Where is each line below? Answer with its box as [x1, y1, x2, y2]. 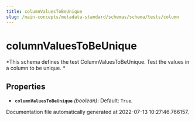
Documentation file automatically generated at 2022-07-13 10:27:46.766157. [6, 109, 189, 116]
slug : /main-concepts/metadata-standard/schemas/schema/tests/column [6, 14, 180, 20]
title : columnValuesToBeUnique [6, 8, 83, 15]
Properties [6, 81, 46, 91]
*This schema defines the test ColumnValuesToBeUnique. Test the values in [6, 58, 190, 65]
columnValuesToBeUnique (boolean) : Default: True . [14, 97, 133, 104]
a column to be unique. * [6, 65, 66, 72]
